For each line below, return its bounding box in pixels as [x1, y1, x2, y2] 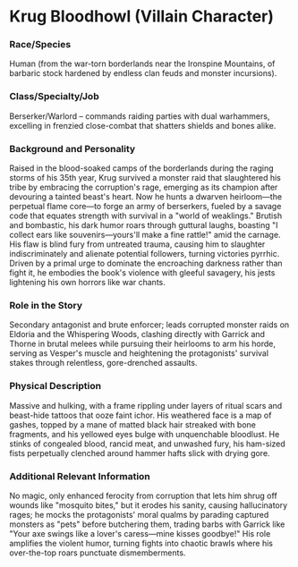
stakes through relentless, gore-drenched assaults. [9, 358, 198, 368]
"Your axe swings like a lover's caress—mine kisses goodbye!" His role [9, 528, 271, 538]
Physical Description [9, 380, 102, 393]
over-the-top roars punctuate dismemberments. [9, 547, 186, 558]
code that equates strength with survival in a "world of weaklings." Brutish [9, 210, 283, 221]
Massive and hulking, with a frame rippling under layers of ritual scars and [9, 400, 283, 410]
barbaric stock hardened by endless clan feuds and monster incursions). [9, 68, 277, 79]
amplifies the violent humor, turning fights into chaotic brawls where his [9, 537, 273, 548]
